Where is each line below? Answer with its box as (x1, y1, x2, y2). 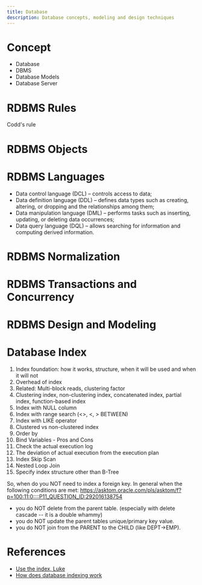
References (7, 545, 66, 559)
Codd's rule (7, 121, 36, 128)
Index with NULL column (15, 404, 77, 411)
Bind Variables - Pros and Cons (15, 436, 94, 443)
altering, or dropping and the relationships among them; (15, 203, 154, 210)
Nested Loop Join (15, 462, 60, 469)
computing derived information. (15, 228, 94, 236)
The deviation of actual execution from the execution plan (15, 449, 159, 456)
